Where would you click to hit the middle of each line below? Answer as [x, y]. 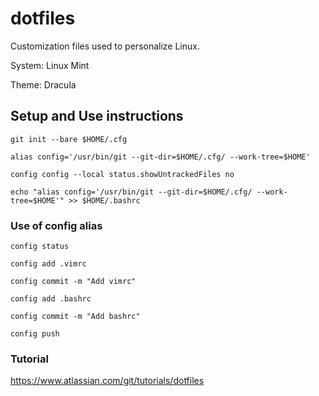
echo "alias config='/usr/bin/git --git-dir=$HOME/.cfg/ [131, 192]
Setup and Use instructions [97, 116]
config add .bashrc [51, 299]
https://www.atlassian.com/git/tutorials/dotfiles [107, 381]
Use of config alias [56, 225]
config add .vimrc [48, 264]
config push [35, 334]
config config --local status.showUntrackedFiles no [122, 174]
